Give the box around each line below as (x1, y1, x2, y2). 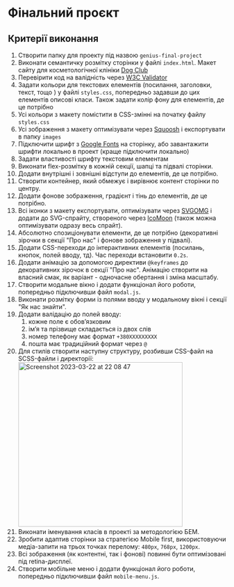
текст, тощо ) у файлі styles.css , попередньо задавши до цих (17, 88, 200, 96)
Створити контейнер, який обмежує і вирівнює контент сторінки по (17, 177, 219, 185)
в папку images (17, 132, 62, 141)
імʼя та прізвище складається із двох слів (28, 325, 151, 333)
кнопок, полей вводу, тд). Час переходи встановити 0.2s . (17, 251, 188, 259)
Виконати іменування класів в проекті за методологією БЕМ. (17, 528, 200, 535)
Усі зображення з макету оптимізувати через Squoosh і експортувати (17, 125, 226, 133)
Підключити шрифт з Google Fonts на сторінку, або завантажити (17, 140, 209, 148)
